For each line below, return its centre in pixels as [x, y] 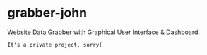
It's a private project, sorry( [55, 45]
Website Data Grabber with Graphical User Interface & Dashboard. [103, 32]
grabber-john [47, 13]
